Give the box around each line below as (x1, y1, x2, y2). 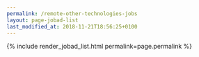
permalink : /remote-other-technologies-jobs (6, 10, 138, 17)
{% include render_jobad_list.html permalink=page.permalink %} (6, 42, 193, 51)
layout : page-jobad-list (6, 17, 79, 24)
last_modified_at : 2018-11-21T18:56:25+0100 (6, 23, 138, 30)
